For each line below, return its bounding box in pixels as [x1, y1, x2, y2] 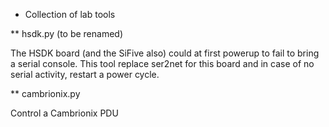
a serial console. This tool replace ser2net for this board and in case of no [10, 58, 315, 69]
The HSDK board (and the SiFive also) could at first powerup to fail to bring [10, 47, 320, 59]
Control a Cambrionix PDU [10, 107, 119, 119]
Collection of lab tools [24, 9, 116, 20]
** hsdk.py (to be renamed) [10, 28, 124, 39]
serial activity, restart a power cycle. [10, 69, 160, 80]
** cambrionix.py [10, 88, 81, 99]
